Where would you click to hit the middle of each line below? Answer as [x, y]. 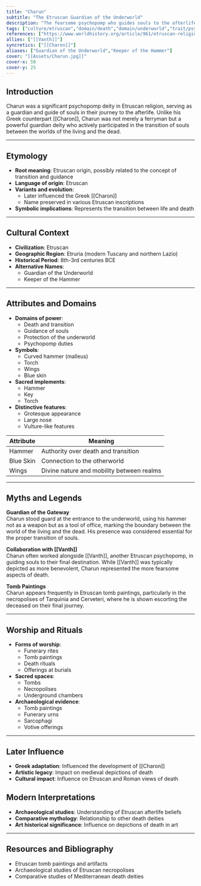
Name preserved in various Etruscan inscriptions [84, 202]
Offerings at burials [48, 670]
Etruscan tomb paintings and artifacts [61, 863]
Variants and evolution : [44, 189]
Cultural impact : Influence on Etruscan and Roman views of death [96, 779]
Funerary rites [41, 651]
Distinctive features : [41, 407]
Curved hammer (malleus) [56, 356]
